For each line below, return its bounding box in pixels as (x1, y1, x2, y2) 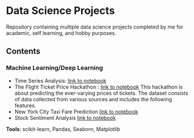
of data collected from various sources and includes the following (14, 95, 172, 102)
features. (14, 102, 37, 109)
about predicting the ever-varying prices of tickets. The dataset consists (14, 89, 188, 97)
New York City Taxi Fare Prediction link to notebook (14, 108, 139, 115)
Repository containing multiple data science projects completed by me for (6, 23, 184, 30)
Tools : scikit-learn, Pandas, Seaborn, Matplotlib (6, 125, 121, 132)
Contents (6, 47, 41, 56)
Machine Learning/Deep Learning (6, 64, 103, 72)
